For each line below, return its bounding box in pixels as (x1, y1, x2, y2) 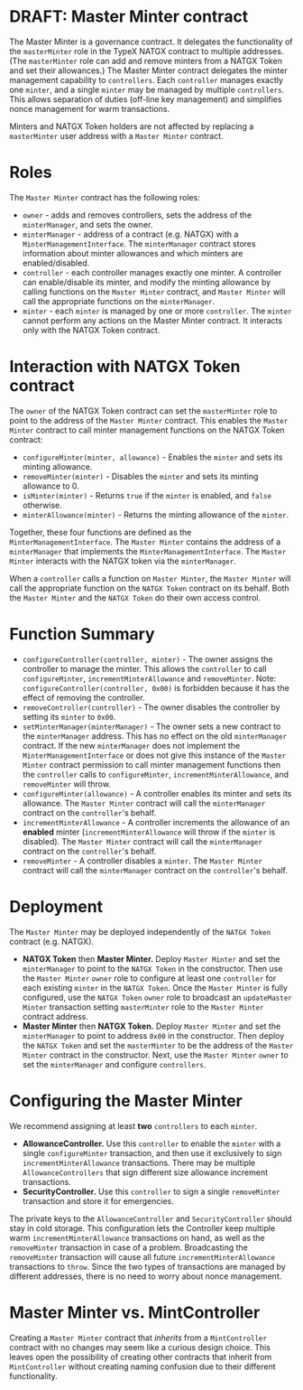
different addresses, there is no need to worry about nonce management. (9, 1271, 282, 1282)
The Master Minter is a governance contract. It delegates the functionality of (9, 36, 293, 47)
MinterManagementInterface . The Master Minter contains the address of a (9, 536, 281, 547)
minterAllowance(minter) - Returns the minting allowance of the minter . (22, 508, 289, 520)
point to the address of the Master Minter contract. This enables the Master (9, 415, 289, 425)
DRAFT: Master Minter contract (9, 6, 249, 27)
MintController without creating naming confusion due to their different (9, 1361, 277, 1372)
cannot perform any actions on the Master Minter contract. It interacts (22, 314, 282, 326)
